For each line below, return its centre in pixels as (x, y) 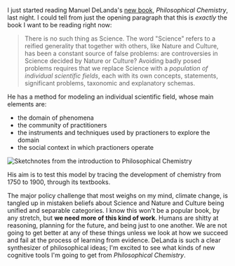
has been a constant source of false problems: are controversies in (121, 53)
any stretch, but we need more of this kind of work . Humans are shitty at (113, 218)
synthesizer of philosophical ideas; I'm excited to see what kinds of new (111, 247)
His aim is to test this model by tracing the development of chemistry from (114, 175)
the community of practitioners (62, 125)
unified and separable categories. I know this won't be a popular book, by (114, 210)
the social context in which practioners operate (86, 147)
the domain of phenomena (56, 118)
